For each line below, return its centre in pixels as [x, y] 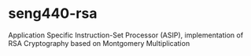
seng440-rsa [53, 14]
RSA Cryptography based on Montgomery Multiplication [99, 43]
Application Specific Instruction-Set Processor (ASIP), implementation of [126, 35]
